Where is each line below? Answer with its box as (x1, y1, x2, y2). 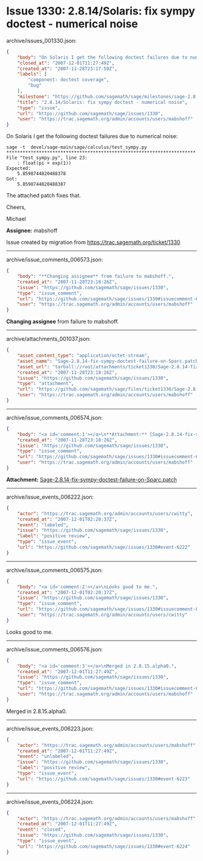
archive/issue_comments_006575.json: (6, 566, 103, 574)
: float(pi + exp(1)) (17, 160, 71, 167)
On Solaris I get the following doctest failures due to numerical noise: (6, 133, 178, 140)
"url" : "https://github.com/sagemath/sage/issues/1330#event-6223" (17, 776, 190, 782)
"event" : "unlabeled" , (17, 754, 74, 760)
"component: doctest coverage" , (28, 77, 110, 83)
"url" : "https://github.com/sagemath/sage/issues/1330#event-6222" (17, 545, 190, 551)
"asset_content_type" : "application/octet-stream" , (17, 353, 150, 359)
